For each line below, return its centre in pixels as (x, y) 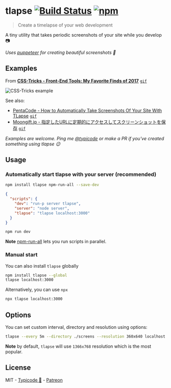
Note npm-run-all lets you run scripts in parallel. (56, 242)
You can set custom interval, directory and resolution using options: (76, 327)
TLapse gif (25, 116)
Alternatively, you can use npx (36, 290)
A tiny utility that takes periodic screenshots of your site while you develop (84, 35)
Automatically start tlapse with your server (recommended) (81, 174)
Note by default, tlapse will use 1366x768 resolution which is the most (78, 346)
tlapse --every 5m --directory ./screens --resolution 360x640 (74, 337)
